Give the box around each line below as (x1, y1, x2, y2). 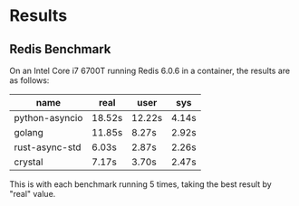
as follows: (9, 75, 50, 86)
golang (14, 126, 43, 138)
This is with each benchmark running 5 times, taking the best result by (9, 179, 272, 190)
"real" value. (9, 189, 56, 199)
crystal (14, 155, 43, 168)
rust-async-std (14, 141, 82, 154)
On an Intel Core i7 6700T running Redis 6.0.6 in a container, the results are (9, 65, 291, 76)
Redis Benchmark (9, 42, 111, 57)
